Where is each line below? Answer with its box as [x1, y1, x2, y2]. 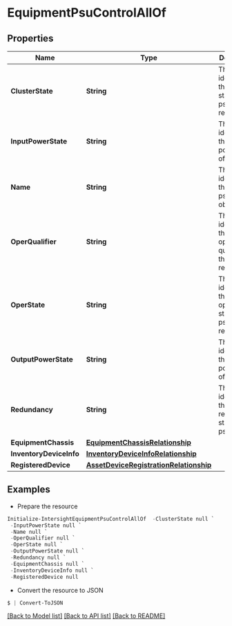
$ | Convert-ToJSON [7, 599, 64, 607]
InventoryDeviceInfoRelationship [86, 449, 197, 458]
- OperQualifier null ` [10, 535, 76, 542]
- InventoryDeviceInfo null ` [10, 566, 95, 574]
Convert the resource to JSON [17, 586, 104, 594]
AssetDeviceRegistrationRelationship [86, 460, 212, 469]
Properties [7, 33, 54, 44]
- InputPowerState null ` [10, 521, 81, 529]
